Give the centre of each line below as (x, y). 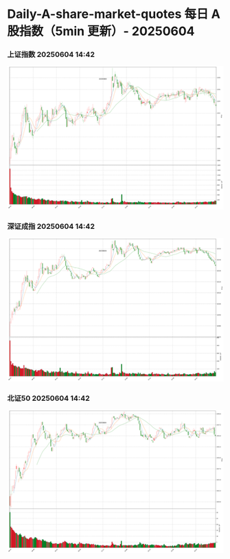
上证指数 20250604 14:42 (51, 54)
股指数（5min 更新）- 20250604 (101, 31)
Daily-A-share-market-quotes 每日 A (114, 14)
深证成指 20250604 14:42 (51, 226)
